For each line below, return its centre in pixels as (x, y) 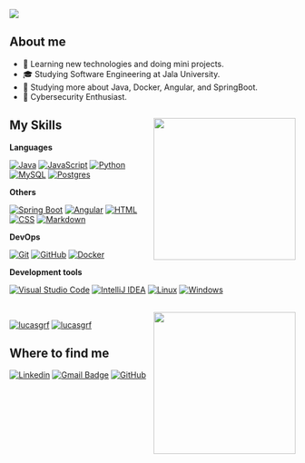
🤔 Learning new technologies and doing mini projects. (123, 64)
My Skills (36, 126)
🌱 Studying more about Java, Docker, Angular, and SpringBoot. (140, 87)
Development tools (46, 271)
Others (23, 192)
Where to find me (59, 354)
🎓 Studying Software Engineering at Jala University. (121, 74)
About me (38, 42)
